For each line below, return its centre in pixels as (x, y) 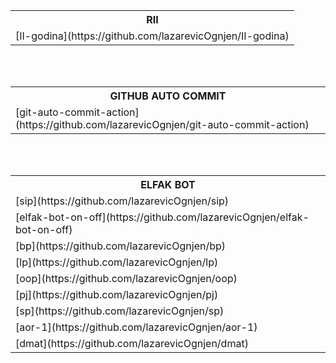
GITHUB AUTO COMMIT (168, 96)
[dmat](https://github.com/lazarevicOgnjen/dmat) (132, 343)
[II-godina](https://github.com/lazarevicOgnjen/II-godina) (152, 36)
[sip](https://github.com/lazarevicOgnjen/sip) (122, 201)
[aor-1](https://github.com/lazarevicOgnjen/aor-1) (136, 327)
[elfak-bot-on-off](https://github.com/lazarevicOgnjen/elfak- (162, 217)
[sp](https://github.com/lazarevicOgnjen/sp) (120, 311)
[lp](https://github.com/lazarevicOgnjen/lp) (117, 262)
